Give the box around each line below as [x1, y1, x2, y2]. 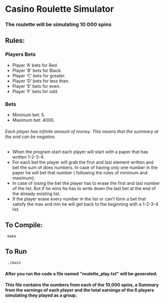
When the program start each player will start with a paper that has [12, 149, 149, 155]
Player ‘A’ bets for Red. [12, 62, 58, 68]
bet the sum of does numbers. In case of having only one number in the [12, 165, 158, 170]
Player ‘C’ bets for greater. [12, 72, 66, 78]
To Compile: [5, 221, 43, 229]
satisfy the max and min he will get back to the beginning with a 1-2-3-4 [12, 201, 159, 207]
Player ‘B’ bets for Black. [12, 67, 63, 73]
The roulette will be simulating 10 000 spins [5, 21, 112, 28]
